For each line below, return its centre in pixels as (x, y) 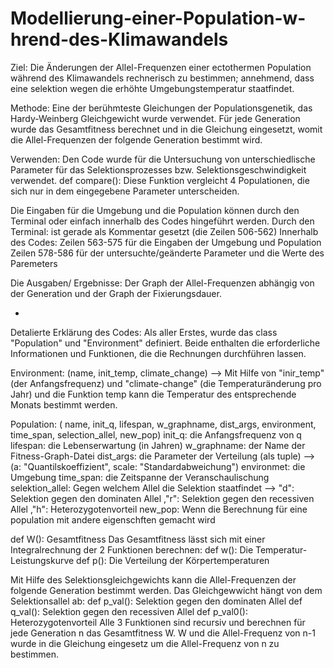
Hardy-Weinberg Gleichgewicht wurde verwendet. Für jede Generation (155, 118)
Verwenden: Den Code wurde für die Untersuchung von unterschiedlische (163, 159)
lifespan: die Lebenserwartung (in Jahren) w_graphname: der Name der (158, 445)
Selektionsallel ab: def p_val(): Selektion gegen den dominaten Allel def (156, 601)
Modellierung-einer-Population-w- (158, 18)
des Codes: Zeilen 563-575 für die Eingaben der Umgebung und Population (166, 242)
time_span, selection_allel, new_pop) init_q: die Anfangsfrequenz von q (156, 434)
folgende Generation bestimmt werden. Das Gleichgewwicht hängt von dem (166, 590)
